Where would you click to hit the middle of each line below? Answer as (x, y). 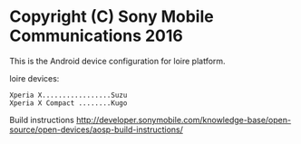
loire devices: (34, 78)
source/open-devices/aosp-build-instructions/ (97, 130)
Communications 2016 (96, 36)
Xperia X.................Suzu (68, 95)
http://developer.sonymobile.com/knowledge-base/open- (184, 120)
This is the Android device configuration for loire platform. (117, 61)
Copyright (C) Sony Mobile (112, 17)
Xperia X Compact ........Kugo (68, 103)
